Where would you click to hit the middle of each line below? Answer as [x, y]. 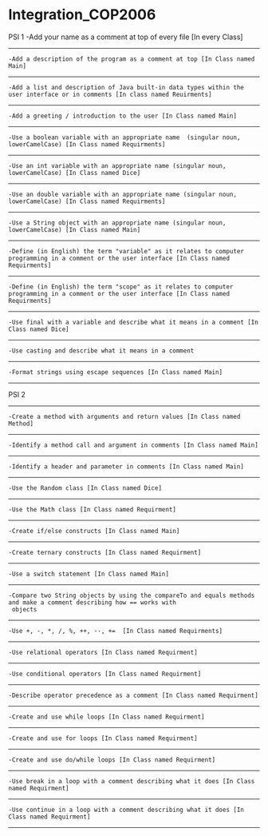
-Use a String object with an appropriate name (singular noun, [117, 223]
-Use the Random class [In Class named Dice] [85, 488]
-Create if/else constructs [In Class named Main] [94, 531]
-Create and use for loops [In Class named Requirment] [103, 738]
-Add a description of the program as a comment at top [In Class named [132, 59]
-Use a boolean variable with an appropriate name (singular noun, [124, 137]
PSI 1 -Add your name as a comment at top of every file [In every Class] [126, 37]
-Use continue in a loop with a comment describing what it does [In [126, 810]
